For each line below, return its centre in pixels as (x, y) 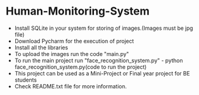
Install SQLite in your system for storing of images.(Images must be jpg (104, 28)
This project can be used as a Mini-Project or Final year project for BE (102, 73)
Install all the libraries (41, 47)
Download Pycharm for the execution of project (74, 41)
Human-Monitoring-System (78, 11)
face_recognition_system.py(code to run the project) (81, 67)
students (26, 80)
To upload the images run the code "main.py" (72, 54)
